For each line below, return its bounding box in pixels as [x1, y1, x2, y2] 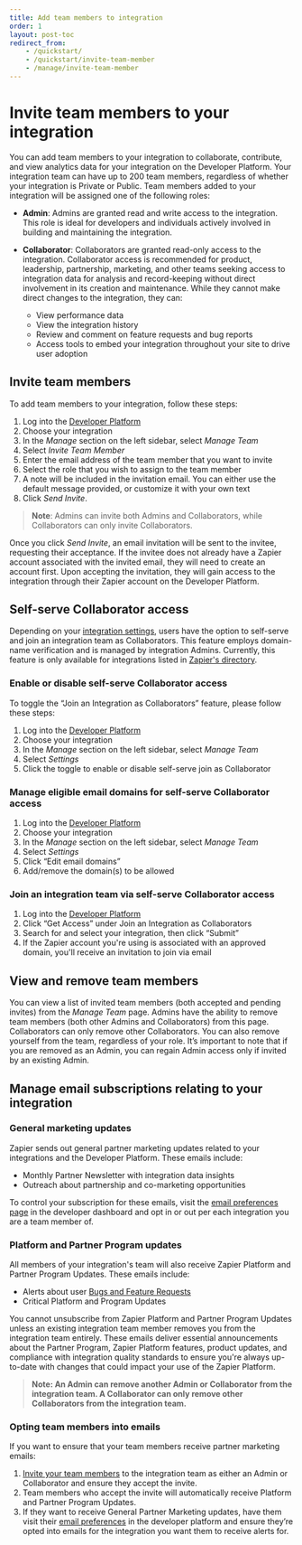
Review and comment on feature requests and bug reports [35, 329, 253, 340]
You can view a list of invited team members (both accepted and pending [9, 997, 281, 1008]
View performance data [35, 309, 124, 321]
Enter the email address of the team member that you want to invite [22, 454, 273, 465]
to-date [9, 1362, 38, 1372]
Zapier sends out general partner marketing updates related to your [9, 1142, 260, 1153]
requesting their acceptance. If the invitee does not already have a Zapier [9, 547, 282, 557]
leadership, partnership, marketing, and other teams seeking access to [22, 263, 286, 274]
